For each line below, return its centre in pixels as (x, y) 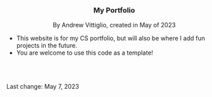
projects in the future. (47, 46)
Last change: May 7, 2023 (43, 87)
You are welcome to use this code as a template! (84, 53)
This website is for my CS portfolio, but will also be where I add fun (111, 38)
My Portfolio (114, 10)
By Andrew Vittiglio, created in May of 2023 (114, 25)
